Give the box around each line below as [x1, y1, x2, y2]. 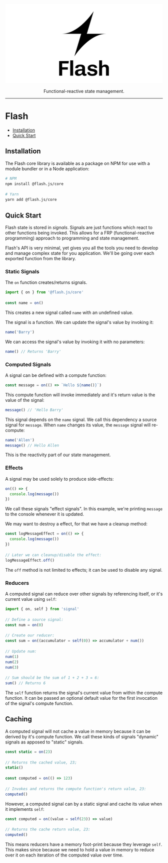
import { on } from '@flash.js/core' [5, 290, 84, 295]
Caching [5, 715, 32, 723]
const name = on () [5, 300, 43, 305]
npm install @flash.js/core [5, 181, 64, 186]
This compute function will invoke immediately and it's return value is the [5, 391, 155, 398]
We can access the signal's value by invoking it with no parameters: [5, 339, 145, 345]
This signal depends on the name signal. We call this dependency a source [5, 416, 157, 422]
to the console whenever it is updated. [5, 511, 84, 517]
